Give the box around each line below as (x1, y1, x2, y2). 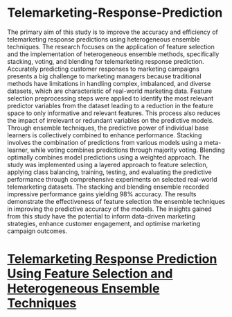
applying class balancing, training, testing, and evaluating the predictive (7, 168, 213, 176)
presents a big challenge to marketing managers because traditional (7, 71, 202, 80)
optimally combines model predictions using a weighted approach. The (7, 153, 210, 161)
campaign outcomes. (7, 227, 68, 235)
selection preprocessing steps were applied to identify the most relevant (7, 94, 214, 102)
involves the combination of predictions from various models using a (7, 138, 203, 146)
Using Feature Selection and (7, 266, 173, 282)
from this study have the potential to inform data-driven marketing (7, 212, 196, 220)
